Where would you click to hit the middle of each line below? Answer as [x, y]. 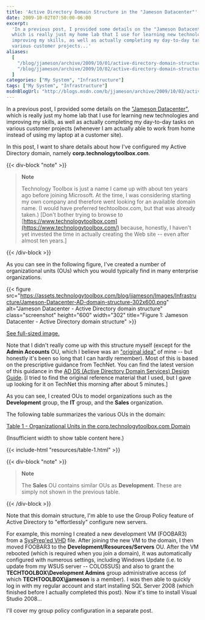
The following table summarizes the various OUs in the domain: [86, 414]
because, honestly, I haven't [156, 227]
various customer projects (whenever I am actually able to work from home [101, 128]
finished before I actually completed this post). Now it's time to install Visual [102, 592]
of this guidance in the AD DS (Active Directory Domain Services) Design [98, 371]
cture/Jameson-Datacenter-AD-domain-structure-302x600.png [86, 302]
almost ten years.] [44, 240]
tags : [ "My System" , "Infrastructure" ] [57, 86]
